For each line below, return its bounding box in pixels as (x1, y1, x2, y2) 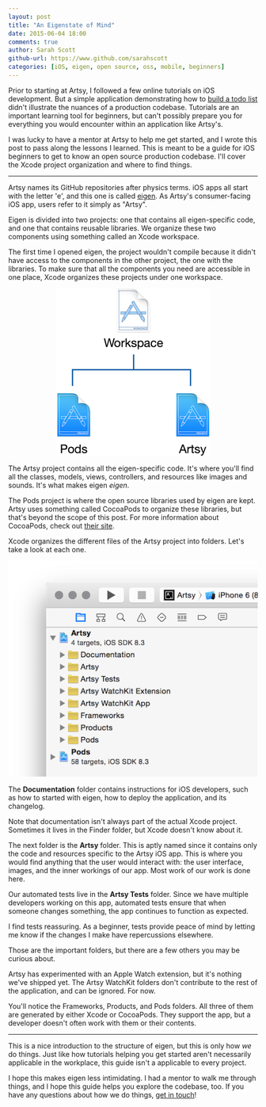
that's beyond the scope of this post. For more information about (8, 512, 219, 522)
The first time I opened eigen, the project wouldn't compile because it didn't (8, 246, 256, 257)
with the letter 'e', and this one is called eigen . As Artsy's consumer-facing (8, 191, 251, 200)
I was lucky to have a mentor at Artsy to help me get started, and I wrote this (8, 135, 257, 144)
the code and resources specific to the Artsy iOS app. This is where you (8, 849, 243, 858)
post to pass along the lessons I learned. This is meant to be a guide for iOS (8, 143, 255, 152)
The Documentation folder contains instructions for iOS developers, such (8, 784, 249, 794)
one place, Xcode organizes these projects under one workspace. (8, 272, 223, 281)
